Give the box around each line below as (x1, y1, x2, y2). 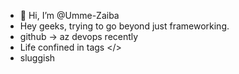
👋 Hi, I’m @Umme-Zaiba (19, 10, 120, 21)
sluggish (19, 52, 56, 64)
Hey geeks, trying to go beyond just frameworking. (19, 20, 230, 32)
